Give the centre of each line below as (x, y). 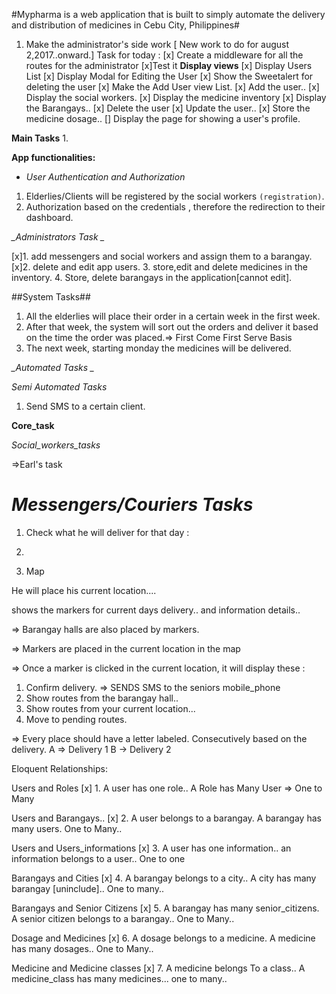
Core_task (33, 425)
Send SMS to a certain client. (85, 406)
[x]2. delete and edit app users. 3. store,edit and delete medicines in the (159, 267)
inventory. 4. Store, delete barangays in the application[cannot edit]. (152, 277)
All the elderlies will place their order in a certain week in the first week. (173, 316)
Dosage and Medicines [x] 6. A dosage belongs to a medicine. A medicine (163, 938)
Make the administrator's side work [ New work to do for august (157, 44)
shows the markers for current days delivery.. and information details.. (156, 610)
